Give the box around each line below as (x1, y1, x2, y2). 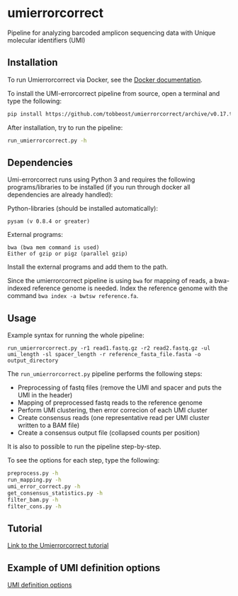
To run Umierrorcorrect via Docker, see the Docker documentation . (7, 75, 203, 84)
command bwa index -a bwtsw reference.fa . (7, 292, 139, 300)
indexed (7, 284, 31, 292)
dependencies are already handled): (7, 190, 113, 199)
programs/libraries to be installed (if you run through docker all (7, 183, 191, 192)
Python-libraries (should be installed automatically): (7, 204, 158, 213)
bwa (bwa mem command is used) (7, 244, 100, 251)
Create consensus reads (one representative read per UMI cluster (17, 414, 210, 422)
